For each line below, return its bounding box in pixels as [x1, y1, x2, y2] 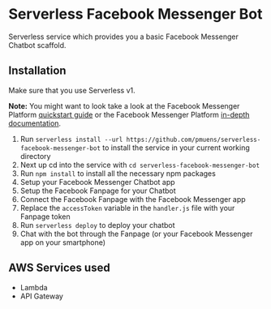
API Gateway [19, 291, 63, 301]
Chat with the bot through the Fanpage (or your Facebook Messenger [19, 229, 253, 238]
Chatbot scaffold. [8, 40, 67, 49]
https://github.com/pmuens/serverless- [126, 135, 261, 144]
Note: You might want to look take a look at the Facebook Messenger [8, 101, 240, 110]
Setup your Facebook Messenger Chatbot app [19, 177, 176, 187]
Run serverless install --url [19, 134, 123, 144]
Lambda [19, 282, 48, 292]
